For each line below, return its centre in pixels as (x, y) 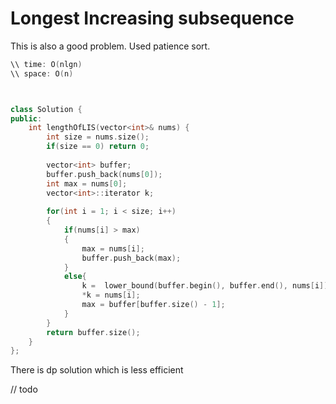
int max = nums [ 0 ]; (87, 183)
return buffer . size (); (93, 332)
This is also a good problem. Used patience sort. (110, 46)
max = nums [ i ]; (113, 248)
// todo (24, 389)
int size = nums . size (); (98, 137)
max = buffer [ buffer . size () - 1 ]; (153, 305)
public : (26, 118)
